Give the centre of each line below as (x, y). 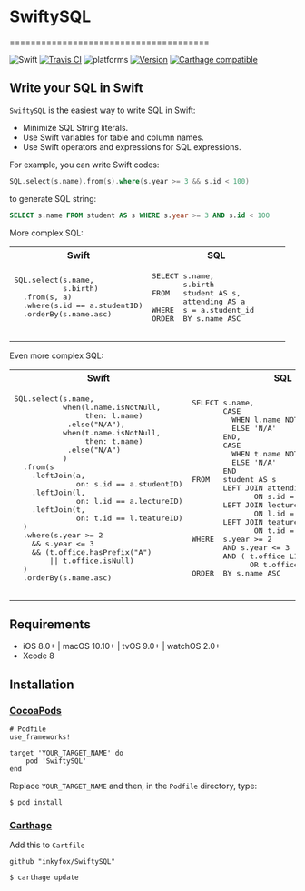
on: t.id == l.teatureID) (129, 518)
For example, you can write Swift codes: (84, 165)
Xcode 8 (38, 656)
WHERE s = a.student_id (202, 310)
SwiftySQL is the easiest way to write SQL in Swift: (103, 110)
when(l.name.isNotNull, (112, 407)
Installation (42, 684)
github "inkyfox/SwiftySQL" (63, 862)
